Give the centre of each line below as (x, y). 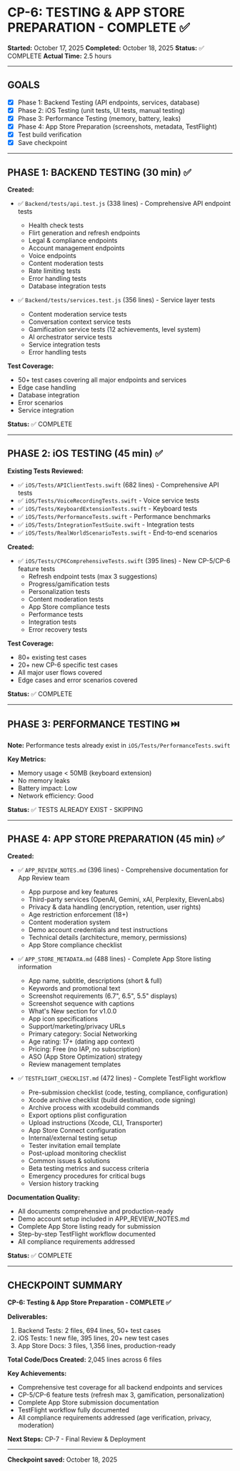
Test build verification (50, 134)
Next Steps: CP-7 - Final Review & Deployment (76, 1439)
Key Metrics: (27, 759)
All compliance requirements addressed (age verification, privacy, (115, 1418)
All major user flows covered (60, 672)
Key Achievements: (37, 1374)
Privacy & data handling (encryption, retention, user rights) (115, 907)
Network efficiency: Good (56, 796)
